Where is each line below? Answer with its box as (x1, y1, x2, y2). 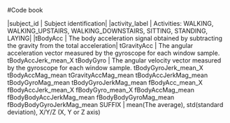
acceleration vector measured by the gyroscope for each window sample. (7, 49, 220, 57)
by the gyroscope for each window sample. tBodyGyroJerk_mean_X (7, 64, 204, 72)
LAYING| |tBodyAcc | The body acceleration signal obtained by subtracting (7, 34, 222, 42)
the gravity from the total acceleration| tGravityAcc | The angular (7, 42, 194, 49)
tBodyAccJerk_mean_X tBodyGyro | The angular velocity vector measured (7, 56, 222, 65)
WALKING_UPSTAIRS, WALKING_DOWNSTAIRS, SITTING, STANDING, (7, 27, 208, 35)
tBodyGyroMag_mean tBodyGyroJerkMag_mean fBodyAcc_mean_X (7, 79, 203, 86)
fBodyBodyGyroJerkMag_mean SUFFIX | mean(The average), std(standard (7, 101, 224, 108)
